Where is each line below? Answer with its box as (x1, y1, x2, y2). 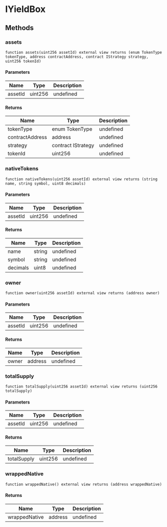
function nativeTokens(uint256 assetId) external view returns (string (5, 177, 157, 182)
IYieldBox (5, 4, 46, 15)
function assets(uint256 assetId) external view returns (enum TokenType (5, 50, 162, 55)
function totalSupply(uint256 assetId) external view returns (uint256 (5, 384, 157, 389)
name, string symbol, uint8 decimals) (5, 181, 86, 186)
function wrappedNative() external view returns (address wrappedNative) (5, 482, 162, 487)
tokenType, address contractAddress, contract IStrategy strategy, (5, 54, 149, 59)
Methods (5, 24, 34, 32)
